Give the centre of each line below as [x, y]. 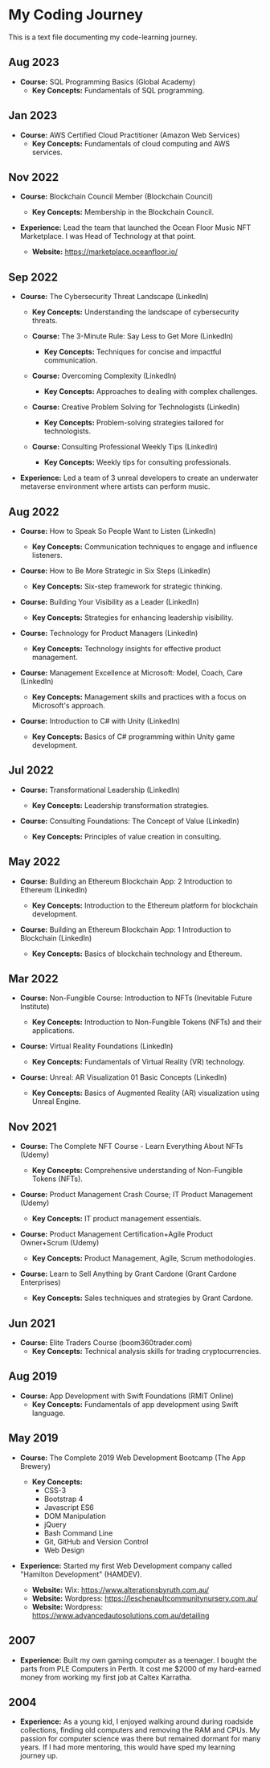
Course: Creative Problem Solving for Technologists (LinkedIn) [136, 407]
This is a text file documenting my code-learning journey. [103, 37]
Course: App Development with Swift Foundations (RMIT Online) [127, 1396]
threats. [45, 321]
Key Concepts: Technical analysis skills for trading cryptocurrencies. [146, 1352]
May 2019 [33, 1438]
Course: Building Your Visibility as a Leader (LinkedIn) [109, 602]
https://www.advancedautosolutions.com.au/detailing [121, 1615]
